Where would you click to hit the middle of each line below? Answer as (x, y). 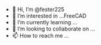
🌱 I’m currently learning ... (45, 22)
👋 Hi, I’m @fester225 (38, 9)
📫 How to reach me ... (40, 36)
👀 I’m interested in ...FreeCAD (49, 16)
